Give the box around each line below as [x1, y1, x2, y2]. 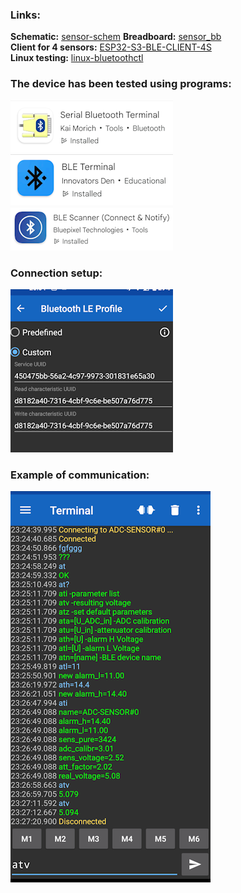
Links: [10, 8, 41, 22]
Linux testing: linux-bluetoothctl [10, 52, 144, 64]
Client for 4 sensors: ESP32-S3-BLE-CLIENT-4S [10, 41, 212, 53]
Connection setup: [10, 266, 103, 280]
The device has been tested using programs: [10, 77, 232, 91]
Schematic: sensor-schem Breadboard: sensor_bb [10, 31, 222, 43]
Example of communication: [10, 468, 150, 482]
